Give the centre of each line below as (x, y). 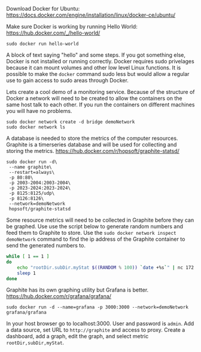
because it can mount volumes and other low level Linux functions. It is (94, 68)
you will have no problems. (39, 111)
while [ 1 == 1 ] (28, 256)
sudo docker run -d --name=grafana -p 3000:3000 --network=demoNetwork (97, 307)
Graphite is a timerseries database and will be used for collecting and (92, 145)
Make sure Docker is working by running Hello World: (72, 27)
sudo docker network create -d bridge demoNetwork (71, 122)
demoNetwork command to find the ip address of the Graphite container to (96, 239)
